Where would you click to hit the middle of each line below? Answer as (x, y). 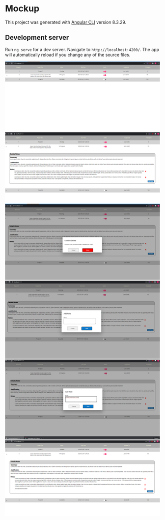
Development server (37, 38)
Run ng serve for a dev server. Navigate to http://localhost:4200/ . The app (82, 49)
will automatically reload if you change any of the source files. (68, 55)
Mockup (22, 9)
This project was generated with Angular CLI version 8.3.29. (66, 22)
